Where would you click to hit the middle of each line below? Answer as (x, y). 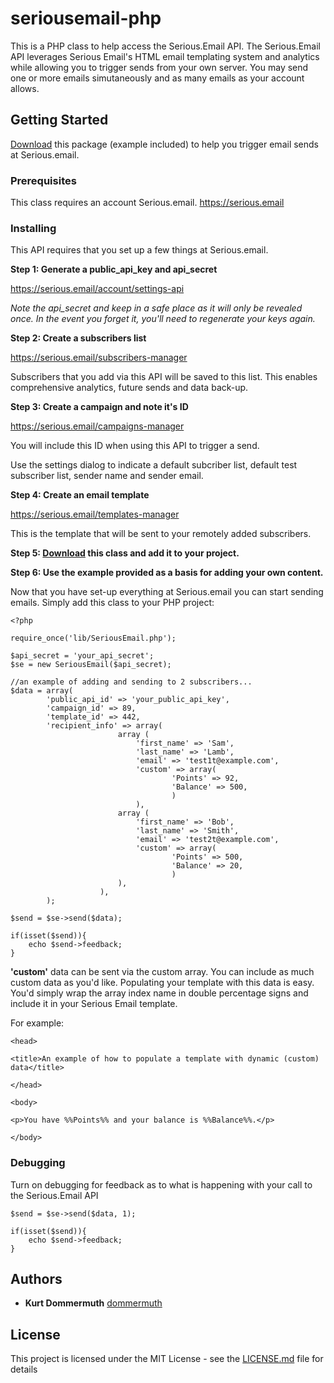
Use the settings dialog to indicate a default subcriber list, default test (154, 465)
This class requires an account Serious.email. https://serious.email (147, 203)
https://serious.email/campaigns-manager (97, 426)
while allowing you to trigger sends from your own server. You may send (159, 67)
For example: (37, 1023)
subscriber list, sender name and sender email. (107, 476)
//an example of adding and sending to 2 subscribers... (131, 682)
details (24, 1369)
